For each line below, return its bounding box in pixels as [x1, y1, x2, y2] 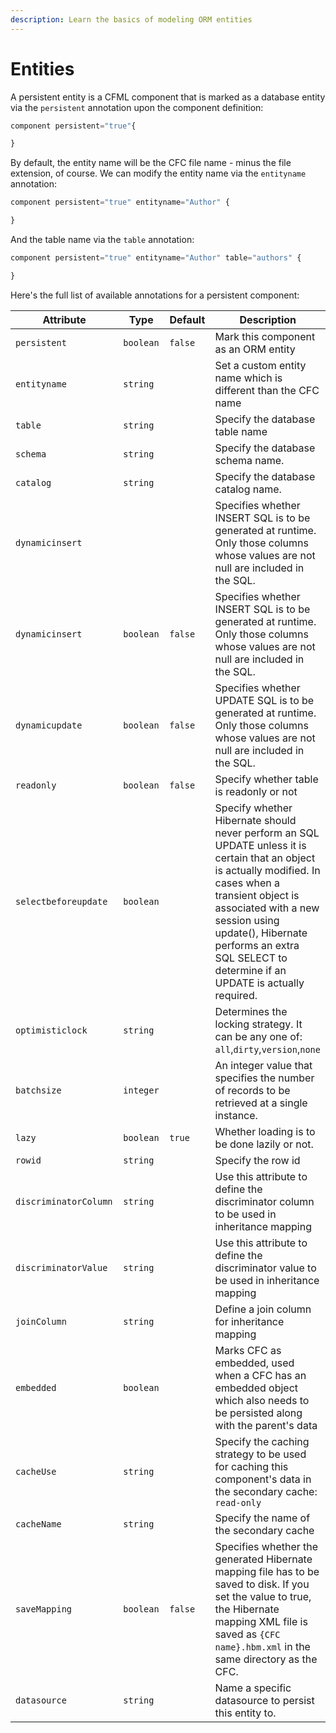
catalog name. [214, 482, 282, 496]
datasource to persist [214, 1693, 315, 1707]
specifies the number [214, 1071, 315, 1085]
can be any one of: [214, 1029, 303, 1043]
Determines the [214, 1004, 288, 1018]
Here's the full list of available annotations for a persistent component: [10, 289, 300, 301]
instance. [214, 1108, 258, 1122]
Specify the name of [214, 1511, 311, 1525]
